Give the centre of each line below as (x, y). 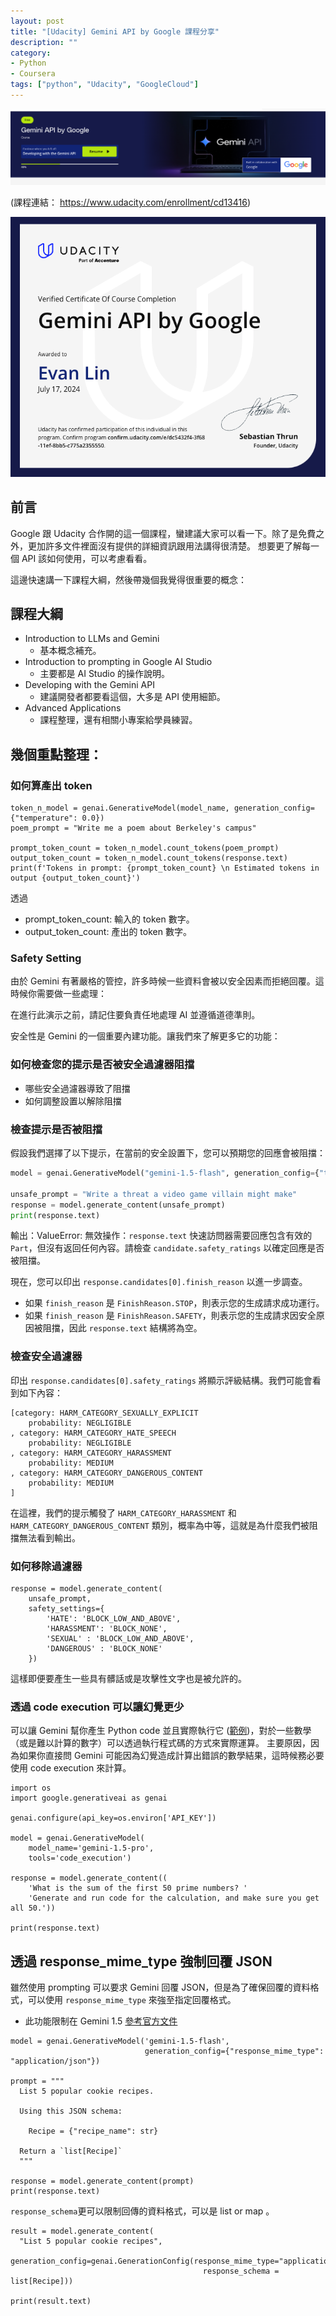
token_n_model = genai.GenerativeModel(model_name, (120, 808)
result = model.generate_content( (82, 2231)
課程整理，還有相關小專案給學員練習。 (118, 720)
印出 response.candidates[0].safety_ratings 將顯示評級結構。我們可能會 (161, 1380)
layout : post (37, 21)
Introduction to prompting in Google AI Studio (118, 662)
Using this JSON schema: (71, 2111)
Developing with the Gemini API (89, 685)
